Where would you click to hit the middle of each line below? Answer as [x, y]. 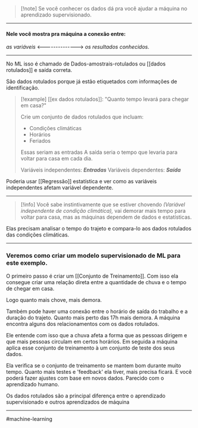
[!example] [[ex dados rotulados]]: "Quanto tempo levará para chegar [105, 99]
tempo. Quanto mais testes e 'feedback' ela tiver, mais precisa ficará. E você [99, 371]
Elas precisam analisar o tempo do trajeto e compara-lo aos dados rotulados [99, 229]
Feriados [40, 141]
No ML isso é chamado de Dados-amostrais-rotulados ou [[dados [86, 64]
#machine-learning [29, 419]
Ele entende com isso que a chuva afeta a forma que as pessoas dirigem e [97, 335]
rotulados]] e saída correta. [39, 70]
